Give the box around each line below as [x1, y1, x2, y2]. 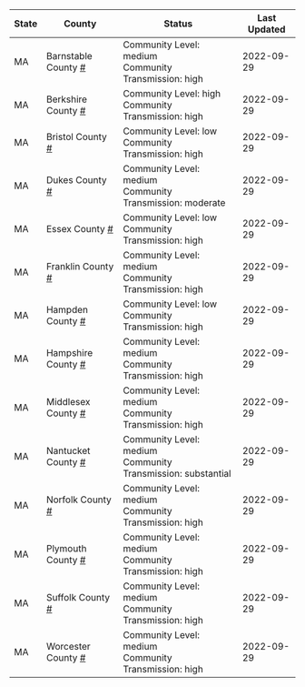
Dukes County [45, 174, 107, 186]
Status [162, 17, 193, 30]
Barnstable [45, 50, 93, 62]
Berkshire [45, 93, 88, 106]
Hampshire [45, 347, 93, 359]
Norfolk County [45, 493, 112, 506]
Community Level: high [122, 87, 221, 99]
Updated [247, 23, 286, 35]
